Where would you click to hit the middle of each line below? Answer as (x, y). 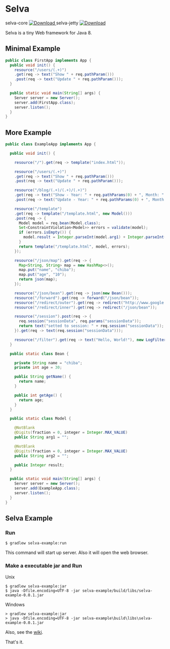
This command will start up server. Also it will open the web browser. (77, 553)
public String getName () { (43, 377)
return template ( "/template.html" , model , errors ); (74, 247)
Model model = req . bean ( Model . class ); (59, 223)
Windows (15, 604)
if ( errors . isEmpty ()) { (45, 232)
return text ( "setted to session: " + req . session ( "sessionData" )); (91, 326)
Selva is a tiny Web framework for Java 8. (49, 32)
